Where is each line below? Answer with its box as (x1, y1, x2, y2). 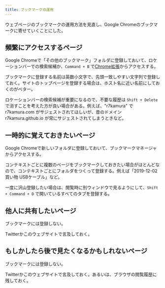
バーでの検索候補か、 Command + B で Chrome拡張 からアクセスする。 (22, 64, 159, 70)
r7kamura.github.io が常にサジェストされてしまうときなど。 (5, 115, 127, 121)
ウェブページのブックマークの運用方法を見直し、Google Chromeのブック (5, 21, 154, 27)
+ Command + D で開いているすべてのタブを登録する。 (5, 191, 112, 197)
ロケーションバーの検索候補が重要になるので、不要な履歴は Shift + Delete (5, 97, 158, 103)
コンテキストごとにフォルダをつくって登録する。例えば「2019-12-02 (18, 168, 158, 174)
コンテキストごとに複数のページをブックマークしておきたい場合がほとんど (5, 162, 156, 168)
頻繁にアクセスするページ (5, 43, 83, 52)
